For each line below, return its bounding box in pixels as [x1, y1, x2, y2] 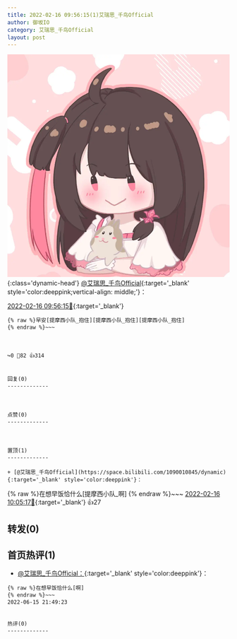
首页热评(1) [7, 549, 56, 561]
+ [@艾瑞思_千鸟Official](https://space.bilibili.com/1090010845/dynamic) [7, 469, 227, 476]
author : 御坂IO [7, 18, 50, 26]
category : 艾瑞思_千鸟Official [7, 26, 94, 33]
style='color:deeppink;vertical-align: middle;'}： [7, 288, 147, 296]
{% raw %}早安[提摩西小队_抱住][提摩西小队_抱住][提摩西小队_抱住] [7, 317, 186, 324]
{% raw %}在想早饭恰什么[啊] [7, 585, 85, 592]
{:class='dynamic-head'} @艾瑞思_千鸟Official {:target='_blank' [7, 279, 190, 288]
